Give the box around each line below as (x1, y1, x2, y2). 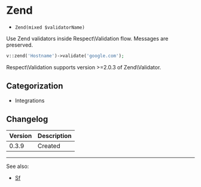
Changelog (6, 114, 48, 124)
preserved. (6, 41, 33, 48)
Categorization (6, 81, 63, 91)
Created (38, 142, 61, 150)
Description (38, 132, 72, 140)
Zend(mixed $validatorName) (14, 24, 85, 30)
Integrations (14, 97, 45, 104)
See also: (6, 163, 29, 170)
